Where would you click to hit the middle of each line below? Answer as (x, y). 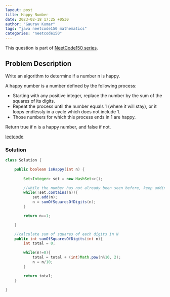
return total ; (38, 276)
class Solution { (24, 160)
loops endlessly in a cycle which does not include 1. (66, 111)
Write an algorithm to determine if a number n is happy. (63, 76)
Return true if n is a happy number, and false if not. (58, 126)
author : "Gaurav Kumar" (30, 24)
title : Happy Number (27, 15)
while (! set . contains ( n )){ (51, 193)
